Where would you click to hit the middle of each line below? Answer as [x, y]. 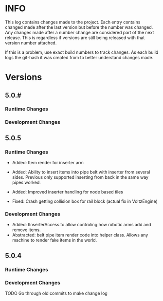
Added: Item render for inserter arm [48, 163]
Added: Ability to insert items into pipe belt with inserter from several [81, 172]
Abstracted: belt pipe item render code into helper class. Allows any [80, 235]
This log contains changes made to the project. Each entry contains [73, 22]
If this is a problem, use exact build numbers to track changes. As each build [82, 52]
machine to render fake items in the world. [54, 240]
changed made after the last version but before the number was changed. [79, 27]
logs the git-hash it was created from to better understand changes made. [79, 57]
